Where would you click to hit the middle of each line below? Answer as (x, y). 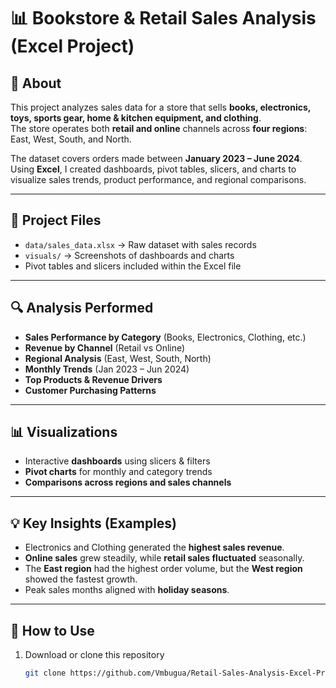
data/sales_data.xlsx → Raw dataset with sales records (140, 244)
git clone (45, 673)
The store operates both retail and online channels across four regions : (159, 128)
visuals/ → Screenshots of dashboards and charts (129, 255)
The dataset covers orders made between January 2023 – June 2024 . (156, 158)
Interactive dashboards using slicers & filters (117, 461)
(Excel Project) (72, 46)
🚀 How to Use (52, 630)
